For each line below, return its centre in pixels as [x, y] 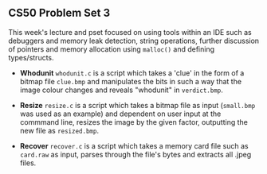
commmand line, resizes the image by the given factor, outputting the [134, 122]
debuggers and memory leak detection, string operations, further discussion [134, 41]
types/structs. [31, 57]
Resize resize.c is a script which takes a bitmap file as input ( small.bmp [137, 105]
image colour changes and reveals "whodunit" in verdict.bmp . [121, 90]
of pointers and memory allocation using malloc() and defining [112, 49]
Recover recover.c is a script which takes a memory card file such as [134, 145]
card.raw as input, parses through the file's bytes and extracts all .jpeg [135, 154]
